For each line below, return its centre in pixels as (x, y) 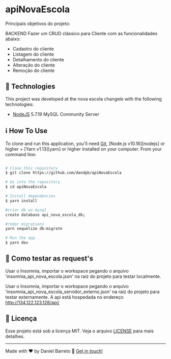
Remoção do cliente (34, 70)
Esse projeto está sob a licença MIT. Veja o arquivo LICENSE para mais (80, 331)
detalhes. (15, 336)
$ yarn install (21, 201)
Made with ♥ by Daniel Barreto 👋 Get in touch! (54, 351)
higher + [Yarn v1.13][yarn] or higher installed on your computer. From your (83, 149)
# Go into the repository (33, 182)
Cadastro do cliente (33, 49)
